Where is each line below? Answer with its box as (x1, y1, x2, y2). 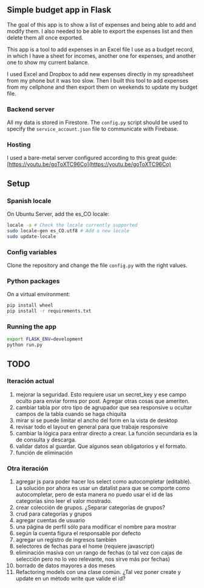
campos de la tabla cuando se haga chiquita (15, 410, 127, 417)
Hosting (7, 140, 31, 149)
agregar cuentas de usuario (15, 517, 86, 524)
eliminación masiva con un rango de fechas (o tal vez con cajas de (15, 549, 183, 556)
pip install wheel (7, 302, 53, 309)
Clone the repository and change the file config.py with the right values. (7, 261, 188, 269)
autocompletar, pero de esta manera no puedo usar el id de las (15, 491, 173, 498)
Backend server (7, 105, 55, 113)
